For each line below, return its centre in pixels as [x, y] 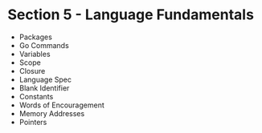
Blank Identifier [44, 88]
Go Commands [44, 45]
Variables [35, 54]
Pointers [33, 122]
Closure [32, 71]
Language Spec [45, 79]
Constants [36, 96]
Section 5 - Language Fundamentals [131, 15]
